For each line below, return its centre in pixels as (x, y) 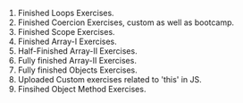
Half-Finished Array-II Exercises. (77, 51)
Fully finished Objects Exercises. (78, 70)
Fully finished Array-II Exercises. (77, 60)
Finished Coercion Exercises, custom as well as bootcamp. (126, 22)
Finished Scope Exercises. (66, 32)
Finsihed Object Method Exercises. (82, 89)
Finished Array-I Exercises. (67, 41)
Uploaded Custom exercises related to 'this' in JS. (110, 79)
